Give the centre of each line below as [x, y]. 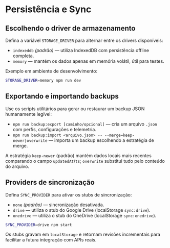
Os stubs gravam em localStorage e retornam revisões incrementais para [83, 234]
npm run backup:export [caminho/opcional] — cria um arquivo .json [85, 124]
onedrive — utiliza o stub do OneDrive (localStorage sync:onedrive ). [84, 215]
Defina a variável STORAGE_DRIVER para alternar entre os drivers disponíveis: [84, 40]
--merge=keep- [120, 135]
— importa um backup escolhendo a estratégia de [101, 140]
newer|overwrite [30, 141]
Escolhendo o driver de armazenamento [70, 28]
